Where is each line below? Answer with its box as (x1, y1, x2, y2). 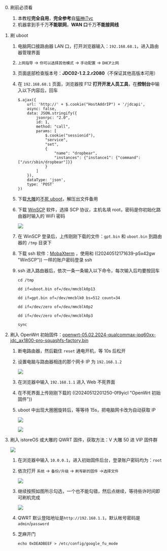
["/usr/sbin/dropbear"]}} (17, 159, 73, 165)
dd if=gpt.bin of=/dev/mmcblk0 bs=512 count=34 (17, 296, 120, 301)
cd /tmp (17, 278, 34, 283)
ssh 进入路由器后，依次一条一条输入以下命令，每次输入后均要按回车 (17, 268, 160, 273)
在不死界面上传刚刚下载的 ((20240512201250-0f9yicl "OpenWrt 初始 (17, 390, 161, 396)
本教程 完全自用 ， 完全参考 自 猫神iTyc (17, 15, 93, 21)
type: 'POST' (27, 182, 55, 187)
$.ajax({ (17, 98, 37, 103)
